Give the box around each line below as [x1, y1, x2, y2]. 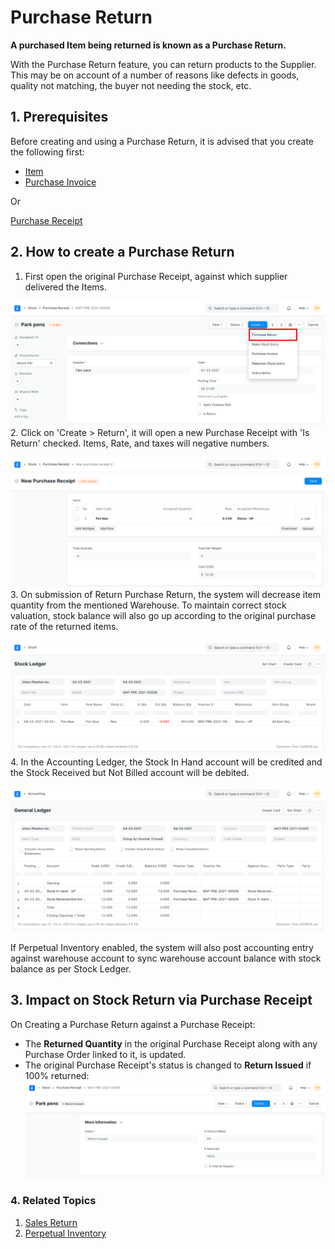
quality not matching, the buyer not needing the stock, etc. [10, 79, 252, 91]
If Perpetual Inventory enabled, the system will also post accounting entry [10, 941, 314, 953]
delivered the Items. [24, 281, 107, 293]
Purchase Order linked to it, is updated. [24, 1048, 187, 1060]
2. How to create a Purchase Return [10, 244, 235, 261]
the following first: [10, 146, 85, 158]
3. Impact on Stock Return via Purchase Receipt [10, 992, 313, 1009]
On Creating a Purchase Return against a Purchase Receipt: [10, 1018, 256, 1030]
